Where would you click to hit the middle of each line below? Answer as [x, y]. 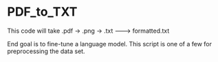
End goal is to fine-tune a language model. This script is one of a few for [109, 44]
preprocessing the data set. [46, 51]
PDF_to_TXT [42, 12]
